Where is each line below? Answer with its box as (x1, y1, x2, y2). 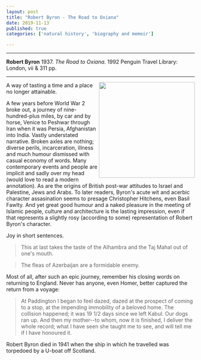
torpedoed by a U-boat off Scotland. (6, 347, 96, 355)
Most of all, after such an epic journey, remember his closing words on (6, 273, 180, 280)
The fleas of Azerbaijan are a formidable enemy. (20, 261, 140, 269)
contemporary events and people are (6, 163, 98, 170)
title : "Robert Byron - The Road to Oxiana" (6, 14, 119, 20)
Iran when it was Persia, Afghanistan (6, 125, 96, 132)
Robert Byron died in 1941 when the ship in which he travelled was (6, 341, 169, 348)
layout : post (6, 8, 39, 15)
